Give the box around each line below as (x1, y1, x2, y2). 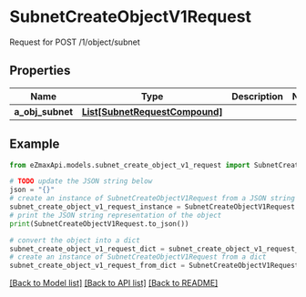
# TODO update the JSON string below (9, 177, 153, 186)
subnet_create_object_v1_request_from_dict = (9, 261, 185, 271)
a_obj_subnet (14, 105, 74, 118)
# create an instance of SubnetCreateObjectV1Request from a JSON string (9, 194, 296, 203)
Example (9, 137, 60, 152)
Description (231, 89, 284, 102)
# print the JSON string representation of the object (9, 210, 222, 220)
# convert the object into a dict (9, 235, 141, 245)
